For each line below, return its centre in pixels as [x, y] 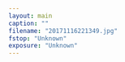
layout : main [30, 16]
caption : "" [28, 23]
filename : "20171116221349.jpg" [63, 31]
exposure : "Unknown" [43, 46]
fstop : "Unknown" [38, 38]
